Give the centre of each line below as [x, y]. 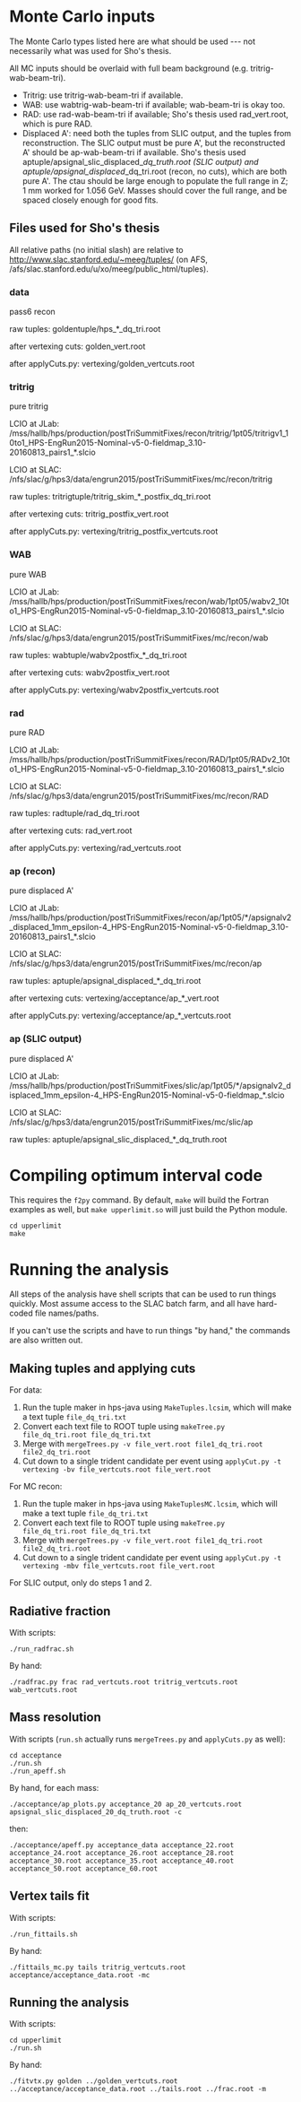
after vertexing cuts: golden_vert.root [77, 346]
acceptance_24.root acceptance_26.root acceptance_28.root [122, 1853]
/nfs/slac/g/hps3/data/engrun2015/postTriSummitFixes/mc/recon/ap [136, 964]
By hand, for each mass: [54, 1787]
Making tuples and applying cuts [103, 1368]
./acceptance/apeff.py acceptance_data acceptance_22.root [122, 1845]
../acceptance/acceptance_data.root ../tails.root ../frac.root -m [138, 2089]
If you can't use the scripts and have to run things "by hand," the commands [150, 1331]
